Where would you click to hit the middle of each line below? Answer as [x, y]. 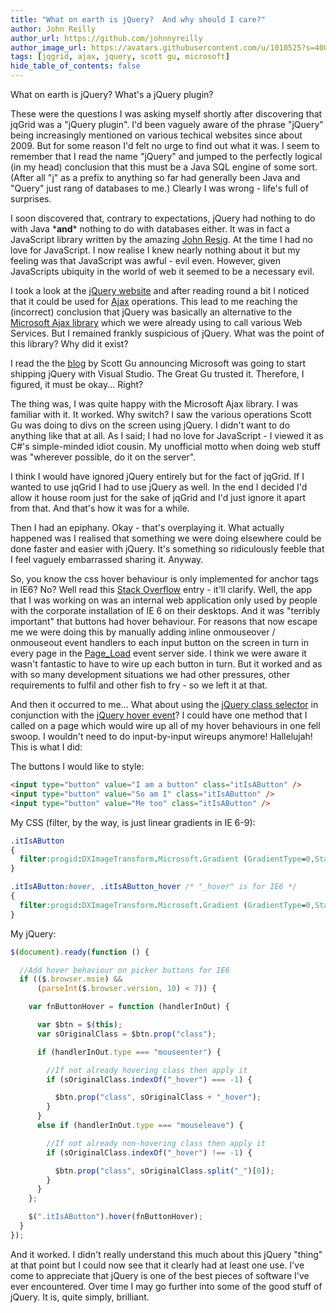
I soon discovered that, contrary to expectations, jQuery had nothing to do [163, 218]
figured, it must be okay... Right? [77, 384]
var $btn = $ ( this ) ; [79, 1025]
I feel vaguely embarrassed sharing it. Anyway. [107, 559]
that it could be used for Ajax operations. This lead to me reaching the [154, 301]
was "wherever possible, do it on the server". [103, 457]
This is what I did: [46, 747]
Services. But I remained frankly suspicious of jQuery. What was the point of [167, 333]
